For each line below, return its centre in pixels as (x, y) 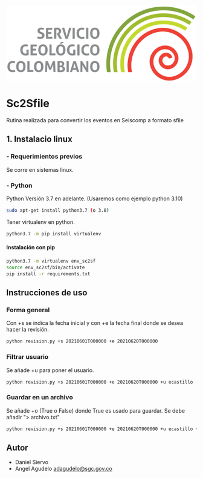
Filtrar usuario (27, 357)
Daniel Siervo (31, 462)
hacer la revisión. (28, 330)
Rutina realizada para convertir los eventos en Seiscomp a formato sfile (95, 120)
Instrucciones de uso (47, 293)
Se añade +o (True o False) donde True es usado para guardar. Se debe (96, 410)
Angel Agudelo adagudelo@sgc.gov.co (64, 469)
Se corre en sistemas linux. (40, 169)
